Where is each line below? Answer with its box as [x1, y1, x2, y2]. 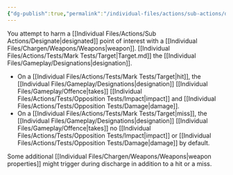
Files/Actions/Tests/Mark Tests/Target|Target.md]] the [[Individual [7, 51, 196, 60]
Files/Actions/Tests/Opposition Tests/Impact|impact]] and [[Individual [17, 94, 216, 103]
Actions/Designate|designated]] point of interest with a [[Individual [7, 36, 198, 45]
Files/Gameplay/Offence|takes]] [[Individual [17, 87, 142, 95]
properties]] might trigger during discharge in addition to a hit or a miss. [7, 159, 212, 167]
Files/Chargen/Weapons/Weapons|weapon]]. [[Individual [7, 44, 170, 52]
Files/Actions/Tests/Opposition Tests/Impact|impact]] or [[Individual [17, 131, 212, 140]
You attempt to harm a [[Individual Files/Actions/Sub [7, 29, 157, 37]
